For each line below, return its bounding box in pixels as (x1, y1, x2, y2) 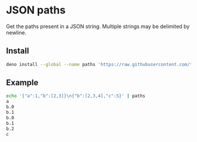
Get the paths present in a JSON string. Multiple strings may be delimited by (6, 23, 190, 30)
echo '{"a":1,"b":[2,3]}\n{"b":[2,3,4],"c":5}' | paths (6, 93, 145, 99)
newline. (6, 29, 26, 36)
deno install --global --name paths (6, 61, 96, 67)
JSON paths (6, 4, 66, 17)
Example (6, 78, 39, 88)
